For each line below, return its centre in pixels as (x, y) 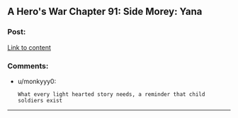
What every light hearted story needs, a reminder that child (111, 94)
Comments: (28, 65)
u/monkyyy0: (37, 81)
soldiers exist (40, 100)
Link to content (29, 47)
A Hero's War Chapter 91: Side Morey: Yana (105, 12)
